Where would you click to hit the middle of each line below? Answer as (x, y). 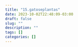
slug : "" (14, 23)
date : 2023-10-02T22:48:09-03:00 (39, 14)
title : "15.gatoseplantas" (33, 10)
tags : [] (14, 32)
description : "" (22, 28)
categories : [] (21, 37)
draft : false (18, 19)
